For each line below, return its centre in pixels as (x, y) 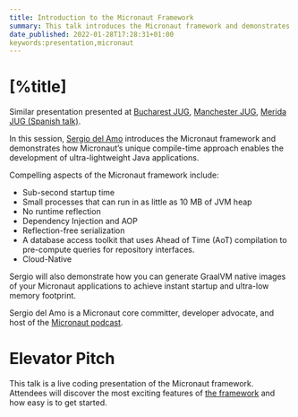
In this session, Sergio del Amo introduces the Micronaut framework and (142, 139)
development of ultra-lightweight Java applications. (104, 158)
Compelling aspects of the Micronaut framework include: (114, 175)
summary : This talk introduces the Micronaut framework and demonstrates (150, 26)
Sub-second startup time (68, 193)
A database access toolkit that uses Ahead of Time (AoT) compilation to (155, 240)
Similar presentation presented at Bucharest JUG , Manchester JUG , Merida (148, 112)
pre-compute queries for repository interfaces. (108, 250)
